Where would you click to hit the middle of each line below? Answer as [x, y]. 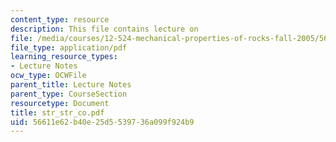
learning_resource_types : [64, 57]
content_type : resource [60, 19]
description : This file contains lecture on [104, 29]
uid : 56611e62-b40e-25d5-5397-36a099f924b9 [102, 122]
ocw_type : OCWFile [48, 76]
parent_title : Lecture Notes [71, 85]
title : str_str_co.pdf [57, 112]
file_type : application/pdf [69, 47]
